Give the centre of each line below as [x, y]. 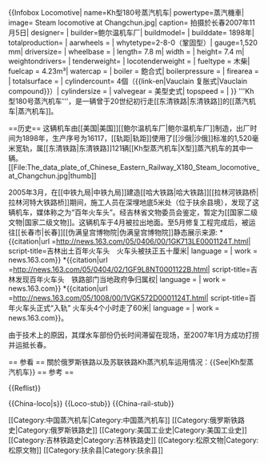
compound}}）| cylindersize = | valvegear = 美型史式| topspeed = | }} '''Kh [131, 91]
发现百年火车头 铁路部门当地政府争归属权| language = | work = [120, 279]
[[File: [18, 167]
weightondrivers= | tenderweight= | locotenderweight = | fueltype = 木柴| [129, 61]
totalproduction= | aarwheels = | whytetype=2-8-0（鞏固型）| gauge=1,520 [133, 42]
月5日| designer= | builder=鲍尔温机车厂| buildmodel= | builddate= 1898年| [131, 32]
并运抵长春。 [29, 345]
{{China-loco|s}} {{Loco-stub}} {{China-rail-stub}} [91, 403]
